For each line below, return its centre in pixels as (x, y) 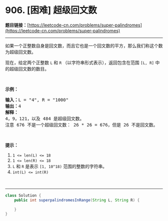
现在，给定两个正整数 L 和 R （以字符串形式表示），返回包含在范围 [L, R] (79, 62)
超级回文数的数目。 (29, 68)
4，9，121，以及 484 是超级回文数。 (45, 118)
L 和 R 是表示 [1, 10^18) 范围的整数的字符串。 (60, 166)
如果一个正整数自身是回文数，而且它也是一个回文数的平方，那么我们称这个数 (84, 45)
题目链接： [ (17, 25)
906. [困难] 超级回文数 (51, 10)
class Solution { (23, 195)
